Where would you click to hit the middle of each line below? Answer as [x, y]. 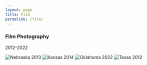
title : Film [17, 14]
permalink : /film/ [24, 19]
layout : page [19, 10]
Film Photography [27, 36]
